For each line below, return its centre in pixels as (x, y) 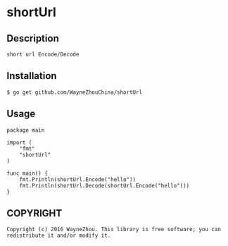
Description (33, 38)
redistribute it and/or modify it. (59, 236)
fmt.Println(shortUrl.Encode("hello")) (78, 179)
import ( (19, 142)
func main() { (27, 173)
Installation (32, 76)
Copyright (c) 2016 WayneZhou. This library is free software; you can (114, 230)
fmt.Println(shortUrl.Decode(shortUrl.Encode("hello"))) (104, 185)
